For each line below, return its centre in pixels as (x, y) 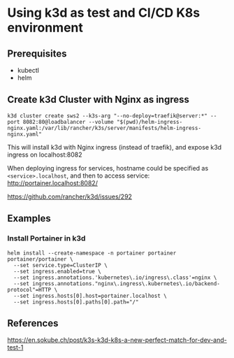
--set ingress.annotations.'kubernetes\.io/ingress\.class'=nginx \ (115, 278)
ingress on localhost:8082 (45, 155)
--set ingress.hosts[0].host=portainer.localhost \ (90, 296)
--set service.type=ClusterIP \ (61, 265)
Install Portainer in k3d (46, 238)
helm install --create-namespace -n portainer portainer (92, 253)
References (33, 323)
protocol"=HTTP (29, 289)
